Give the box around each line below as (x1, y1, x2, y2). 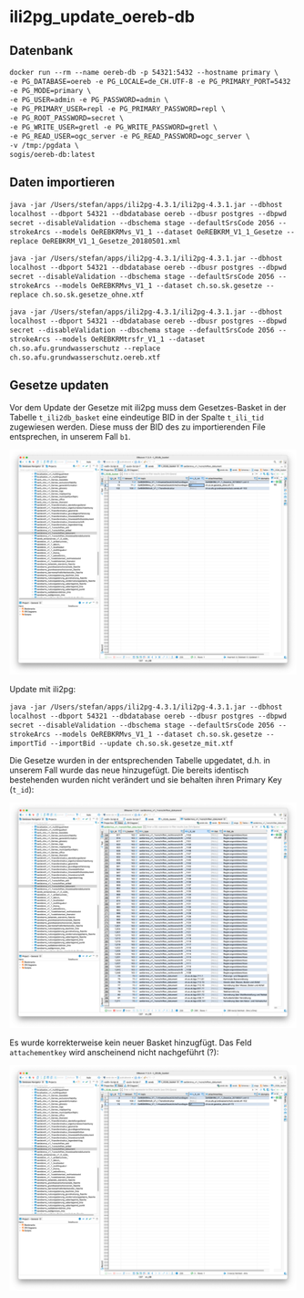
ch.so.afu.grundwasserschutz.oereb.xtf (9, 353, 161, 362)
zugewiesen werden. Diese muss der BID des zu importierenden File (9, 421, 266, 432)
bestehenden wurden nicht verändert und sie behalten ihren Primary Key (9, 774, 282, 785)
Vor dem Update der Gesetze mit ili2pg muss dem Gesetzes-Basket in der (9, 401, 287, 412)
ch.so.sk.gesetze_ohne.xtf (42, 290, 145, 299)
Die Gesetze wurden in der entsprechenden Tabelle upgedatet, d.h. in (9, 755, 271, 766)
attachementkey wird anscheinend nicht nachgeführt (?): (9, 1047, 219, 1058)
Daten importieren (9, 175, 116, 191)
